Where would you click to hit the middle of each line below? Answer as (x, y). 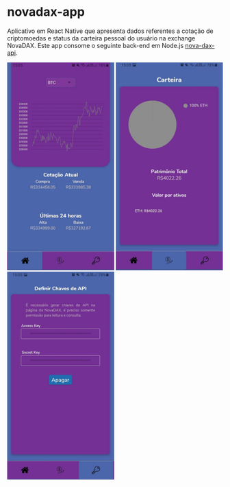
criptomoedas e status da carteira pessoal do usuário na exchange (101, 38)
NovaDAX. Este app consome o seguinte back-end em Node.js (95, 45)
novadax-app (46, 12)
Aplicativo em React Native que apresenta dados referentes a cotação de (110, 31)
